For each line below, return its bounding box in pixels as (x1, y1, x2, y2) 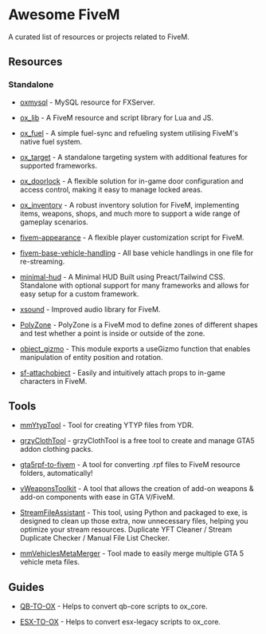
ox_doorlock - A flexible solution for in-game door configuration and (19, 176, 244, 185)
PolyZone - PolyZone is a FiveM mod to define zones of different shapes (19, 319, 259, 329)
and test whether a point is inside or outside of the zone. (19, 328, 205, 338)
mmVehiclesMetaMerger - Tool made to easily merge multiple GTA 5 (19, 549, 244, 558)
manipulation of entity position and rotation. (19, 352, 163, 362)
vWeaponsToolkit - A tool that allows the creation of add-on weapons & (19, 484, 254, 493)
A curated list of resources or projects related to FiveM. (8, 32, 190, 42)
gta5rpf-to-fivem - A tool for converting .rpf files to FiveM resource (19, 460, 241, 470)
